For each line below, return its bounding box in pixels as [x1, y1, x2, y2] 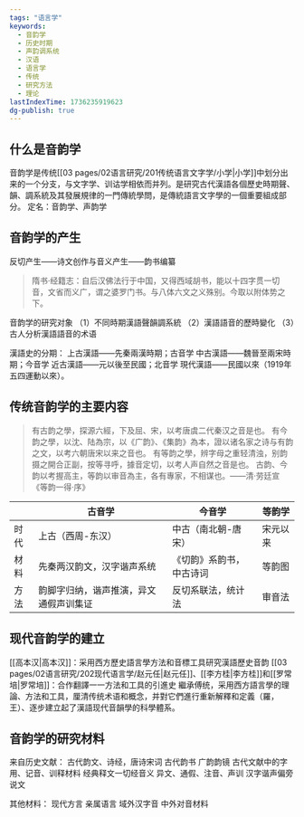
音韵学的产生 [9, 230, 81, 245]
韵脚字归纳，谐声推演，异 [38, 584, 147, 596]
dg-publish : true [9, 106, 75, 115]
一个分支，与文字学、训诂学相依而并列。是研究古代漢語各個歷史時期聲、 [24, 178, 295, 190]
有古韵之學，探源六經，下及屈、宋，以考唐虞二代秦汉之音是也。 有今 [31, 424, 288, 435]
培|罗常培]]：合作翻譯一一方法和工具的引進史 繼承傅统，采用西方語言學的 [9, 679, 282, 690]
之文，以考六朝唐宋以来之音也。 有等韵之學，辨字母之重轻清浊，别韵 [31, 447, 288, 458]
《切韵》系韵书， [171, 553, 245, 565]
